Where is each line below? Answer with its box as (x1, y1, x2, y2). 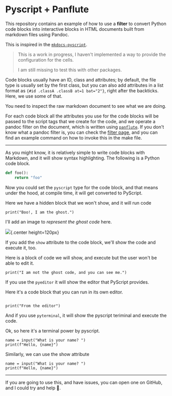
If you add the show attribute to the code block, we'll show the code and (5, 239, 156, 245)
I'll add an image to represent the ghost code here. (5, 219, 112, 225)
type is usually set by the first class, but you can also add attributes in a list (5, 82, 164, 88)
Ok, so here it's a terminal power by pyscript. (5, 327, 100, 334)
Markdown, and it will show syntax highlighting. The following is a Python (5, 155, 160, 161)
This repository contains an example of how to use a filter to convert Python (5, 21, 166, 27)
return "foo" (14, 175, 42, 180)
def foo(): (5, 170, 29, 175)
